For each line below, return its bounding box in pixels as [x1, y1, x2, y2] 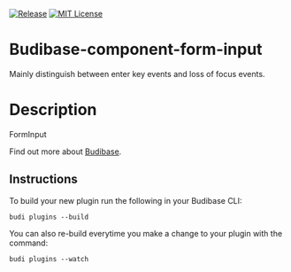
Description [9, 100, 97, 120]
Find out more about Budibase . [9, 146, 122, 157]
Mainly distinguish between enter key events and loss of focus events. [9, 68, 265, 79]
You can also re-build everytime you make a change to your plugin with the [9, 228, 283, 238]
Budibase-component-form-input [9, 40, 263, 59]
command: [9, 237, 49, 248]
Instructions [9, 172, 78, 187]
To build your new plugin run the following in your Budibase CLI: [9, 195, 242, 206]
